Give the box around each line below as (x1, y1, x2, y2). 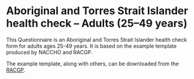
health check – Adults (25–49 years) (6, 17, 187, 30)
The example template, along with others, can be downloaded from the (6, 60, 179, 67)
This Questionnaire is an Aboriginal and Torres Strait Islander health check (6, 36, 187, 43)
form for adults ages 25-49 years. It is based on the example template (6, 42, 177, 50)
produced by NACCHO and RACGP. (6, 48, 93, 55)
